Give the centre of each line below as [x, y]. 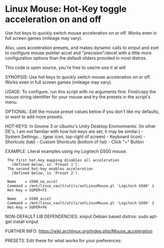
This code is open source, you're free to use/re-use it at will [65, 68]
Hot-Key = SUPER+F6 [27, 207]
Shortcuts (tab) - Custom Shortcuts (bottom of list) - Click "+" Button [75, 142]
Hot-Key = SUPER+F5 [27, 190]
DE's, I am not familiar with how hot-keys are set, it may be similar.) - [74, 131]
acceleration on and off [53, 19]
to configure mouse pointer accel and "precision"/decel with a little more [78, 53]
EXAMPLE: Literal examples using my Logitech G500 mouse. [66, 151]
